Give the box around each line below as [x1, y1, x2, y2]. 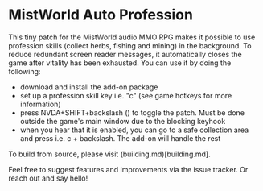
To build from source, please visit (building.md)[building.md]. [8, 149, 211, 159]
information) [19, 99, 61, 109]
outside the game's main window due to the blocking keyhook [19, 116, 226, 126]
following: [8, 66, 41, 76]
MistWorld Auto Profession [8, 6, 193, 24]
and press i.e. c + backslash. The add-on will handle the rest [19, 133, 221, 143]
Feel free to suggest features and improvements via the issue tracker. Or [8, 164, 249, 174]
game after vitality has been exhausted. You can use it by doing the [8, 58, 232, 68]
